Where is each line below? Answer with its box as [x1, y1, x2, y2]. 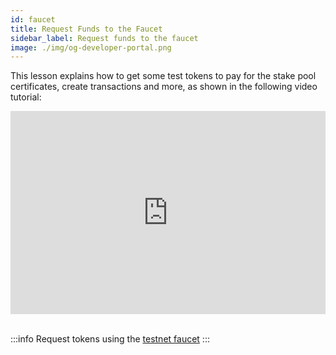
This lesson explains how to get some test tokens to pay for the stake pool [10, 70, 317, 82]
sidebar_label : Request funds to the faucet [10, 33, 199, 43]
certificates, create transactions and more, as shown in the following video [10, 81, 318, 93]
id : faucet [10, 14, 56, 25]
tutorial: [10, 91, 42, 103]
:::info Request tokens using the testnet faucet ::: [10, 333, 210, 345]
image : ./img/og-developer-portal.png [10, 42, 172, 53]
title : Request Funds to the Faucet [10, 24, 163, 34]
